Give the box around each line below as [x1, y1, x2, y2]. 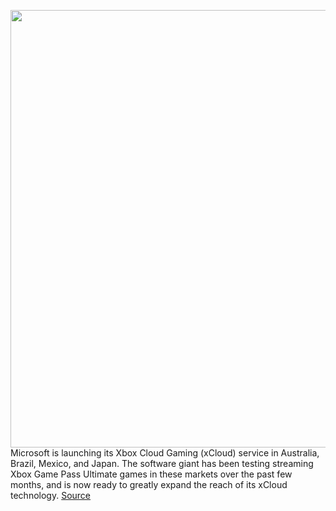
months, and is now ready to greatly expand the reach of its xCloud [10, 479, 288, 490]
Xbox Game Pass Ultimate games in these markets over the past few [10, 468, 293, 480]
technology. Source [10, 490, 92, 501]
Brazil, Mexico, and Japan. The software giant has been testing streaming [10, 458, 314, 469]
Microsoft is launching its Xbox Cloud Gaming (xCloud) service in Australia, [10, 447, 320, 459]
